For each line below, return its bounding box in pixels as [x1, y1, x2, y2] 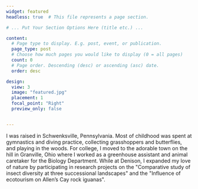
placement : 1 [11, 95, 44, 101]
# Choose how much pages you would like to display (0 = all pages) [11, 52, 183, 58]
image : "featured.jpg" [11, 89, 67, 96]
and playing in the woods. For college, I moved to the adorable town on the [6, 144, 188, 151]
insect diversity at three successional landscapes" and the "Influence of [6, 170, 181, 177]
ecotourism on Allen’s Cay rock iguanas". [6, 176, 105, 183]
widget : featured [6, 8, 49, 15]
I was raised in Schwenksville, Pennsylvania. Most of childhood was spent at [6, 132, 192, 139]
